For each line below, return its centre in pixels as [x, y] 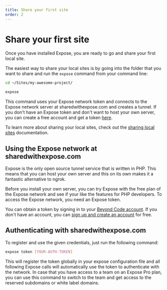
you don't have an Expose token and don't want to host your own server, [80, 112]
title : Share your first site [37, 10]
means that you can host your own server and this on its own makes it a [79, 174]
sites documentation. [27, 133]
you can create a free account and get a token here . [59, 118]
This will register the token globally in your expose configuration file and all [83, 261]
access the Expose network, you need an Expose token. [63, 200]
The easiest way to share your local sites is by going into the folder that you [83, 68]
